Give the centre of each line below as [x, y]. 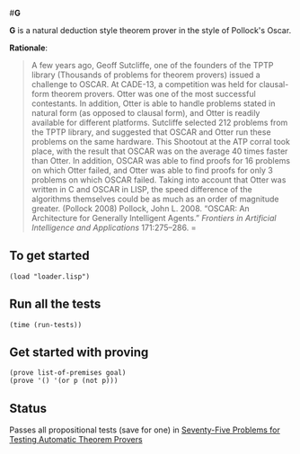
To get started [49, 256]
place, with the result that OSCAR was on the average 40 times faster [159, 151]
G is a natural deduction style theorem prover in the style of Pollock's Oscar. [150, 30]
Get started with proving [79, 353]
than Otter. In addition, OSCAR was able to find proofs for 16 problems [160, 160]
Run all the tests [55, 304]
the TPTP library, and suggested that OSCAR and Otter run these [151, 132]
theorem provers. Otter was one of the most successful [153, 94]
